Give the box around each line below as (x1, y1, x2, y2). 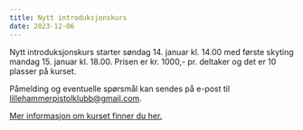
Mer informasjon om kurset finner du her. (9, 110, 163, 121)
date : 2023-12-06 (9, 22, 75, 31)
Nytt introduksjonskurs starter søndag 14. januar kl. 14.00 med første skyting (9, 46, 294, 57)
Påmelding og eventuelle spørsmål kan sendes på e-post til (9, 83, 231, 94)
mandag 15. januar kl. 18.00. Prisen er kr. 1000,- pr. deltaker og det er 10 (9, 56, 277, 67)
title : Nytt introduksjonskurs (9, 13, 128, 23)
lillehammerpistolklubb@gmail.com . (9, 92, 142, 104)
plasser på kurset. (9, 65, 77, 77)
